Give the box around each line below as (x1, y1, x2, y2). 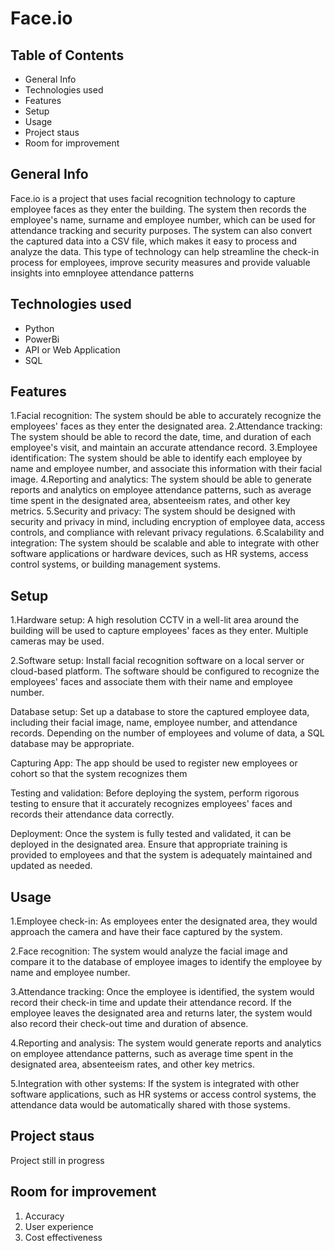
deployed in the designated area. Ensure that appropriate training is (10, 838, 288, 851)
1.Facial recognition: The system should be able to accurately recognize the (10, 410, 322, 422)
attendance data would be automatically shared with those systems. (10, 1099, 291, 1111)
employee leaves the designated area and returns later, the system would (10, 1007, 313, 1019)
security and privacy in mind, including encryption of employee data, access (10, 516, 326, 528)
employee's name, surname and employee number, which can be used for (10, 213, 316, 226)
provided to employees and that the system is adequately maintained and (10, 849, 313, 861)
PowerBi (24, 333, 60, 345)
